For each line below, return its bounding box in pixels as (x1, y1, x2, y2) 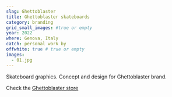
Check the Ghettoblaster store (6, 84, 79, 91)
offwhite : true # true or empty (6, 46, 85, 52)
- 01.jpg (11, 57, 33, 63)
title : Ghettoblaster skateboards (6, 14, 90, 20)
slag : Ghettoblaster (6, 8, 57, 15)
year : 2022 (6, 30, 33, 36)
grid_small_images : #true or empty (6, 24, 93, 31)
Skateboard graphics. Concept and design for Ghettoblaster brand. (6, 73, 167, 80)
